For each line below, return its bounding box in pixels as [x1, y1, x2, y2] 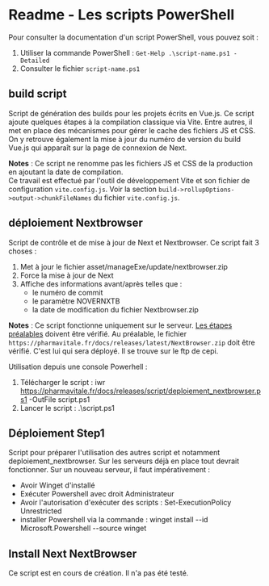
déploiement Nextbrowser [8, 216, 144, 230]
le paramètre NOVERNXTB [32, 296, 120, 306]
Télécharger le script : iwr [19, 377, 106, 387]
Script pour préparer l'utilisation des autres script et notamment [8, 448, 221, 458]
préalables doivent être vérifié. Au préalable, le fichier [8, 329, 187, 338]
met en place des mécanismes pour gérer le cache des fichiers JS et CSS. [8, 125, 256, 135]
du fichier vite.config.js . [93, 192, 180, 203]
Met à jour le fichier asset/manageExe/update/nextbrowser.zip [19, 262, 229, 271]
